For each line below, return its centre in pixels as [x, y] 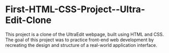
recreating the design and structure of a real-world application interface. [81, 45]
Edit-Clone [29, 20]
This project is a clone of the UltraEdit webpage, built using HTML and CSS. [85, 34]
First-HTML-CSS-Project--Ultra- [75, 9]
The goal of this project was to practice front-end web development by [80, 40]
